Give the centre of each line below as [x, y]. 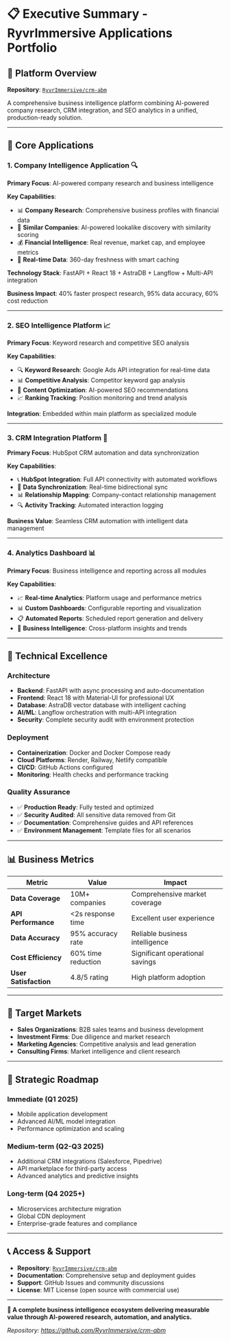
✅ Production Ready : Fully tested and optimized [85, 807]
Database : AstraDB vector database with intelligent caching [101, 705]
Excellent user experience [173, 918]
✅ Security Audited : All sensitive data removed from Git [96, 814]
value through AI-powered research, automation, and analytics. [100, 1317]
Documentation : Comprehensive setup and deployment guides [106, 1275]
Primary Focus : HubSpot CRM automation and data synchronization [103, 453]
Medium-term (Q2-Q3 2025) [55, 1147]
